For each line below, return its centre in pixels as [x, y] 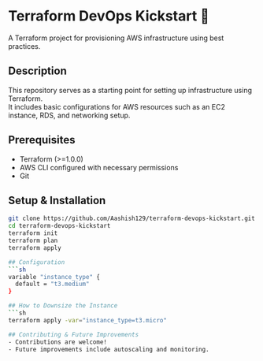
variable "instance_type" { [54, 277]
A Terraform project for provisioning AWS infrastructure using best [116, 38]
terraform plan [33, 240]
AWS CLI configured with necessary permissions [99, 167]
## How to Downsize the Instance [63, 306]
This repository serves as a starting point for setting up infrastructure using [130, 90]
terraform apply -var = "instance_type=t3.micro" [88, 320]
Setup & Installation [57, 200]
